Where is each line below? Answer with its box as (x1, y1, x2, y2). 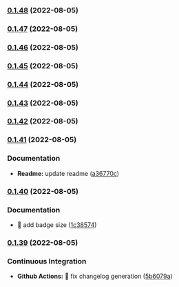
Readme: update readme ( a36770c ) (17, 169, 119, 177)
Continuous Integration (7, 256, 87, 266)
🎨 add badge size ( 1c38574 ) (17, 220, 97, 229)
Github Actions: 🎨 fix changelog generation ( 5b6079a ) (17, 272, 173, 281)
